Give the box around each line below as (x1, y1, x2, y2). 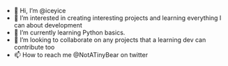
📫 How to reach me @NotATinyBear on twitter (13, 51, 149, 58)
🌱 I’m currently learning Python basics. (13, 28, 126, 36)
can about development (13, 21, 82, 29)
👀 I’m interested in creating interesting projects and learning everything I (13, 14, 222, 22)
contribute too (13, 43, 55, 51)
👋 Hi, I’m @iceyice (13, 7, 66, 14)
